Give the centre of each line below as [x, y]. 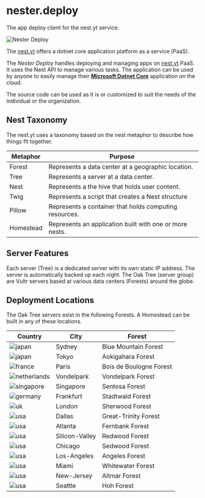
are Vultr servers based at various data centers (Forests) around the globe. [100, 281]
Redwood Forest [126, 436]
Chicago [68, 446]
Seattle [66, 486]
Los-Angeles [75, 456]
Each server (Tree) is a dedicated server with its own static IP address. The [101, 268]
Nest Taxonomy [37, 120]
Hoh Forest [118, 486]
